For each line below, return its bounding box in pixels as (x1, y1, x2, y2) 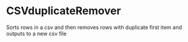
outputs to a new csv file (6, 30, 67, 37)
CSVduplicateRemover (6, 4, 121, 18)
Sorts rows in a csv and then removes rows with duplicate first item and (6, 24, 182, 31)
